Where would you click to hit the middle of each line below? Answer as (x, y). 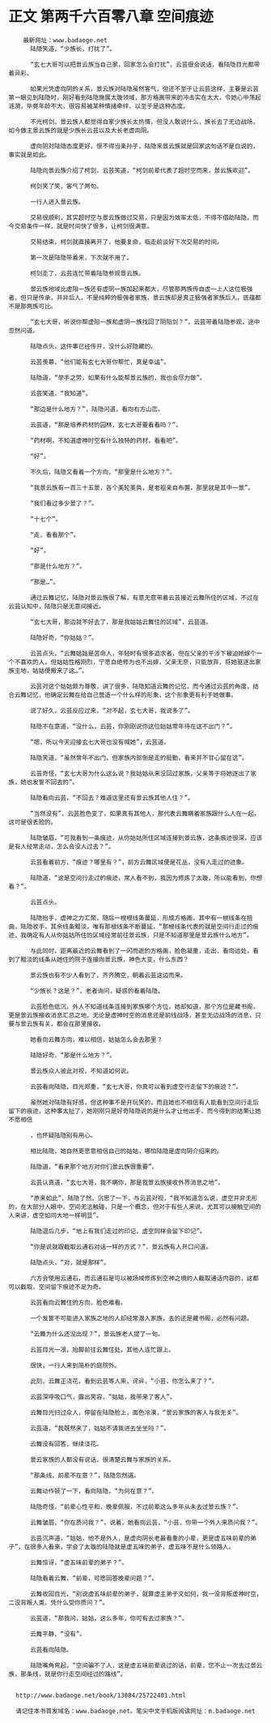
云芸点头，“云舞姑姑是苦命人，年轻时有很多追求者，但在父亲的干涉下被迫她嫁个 (143, 654)
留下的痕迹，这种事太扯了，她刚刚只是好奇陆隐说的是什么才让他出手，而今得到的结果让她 (135, 1111)
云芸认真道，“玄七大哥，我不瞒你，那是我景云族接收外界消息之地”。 (127, 1182)
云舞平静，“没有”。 (58, 1634)
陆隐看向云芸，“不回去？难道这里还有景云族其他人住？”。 (112, 798)
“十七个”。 (46, 519)
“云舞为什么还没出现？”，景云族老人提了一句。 (97, 1334)
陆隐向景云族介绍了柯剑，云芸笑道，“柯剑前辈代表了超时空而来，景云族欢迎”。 (142, 170)
